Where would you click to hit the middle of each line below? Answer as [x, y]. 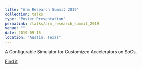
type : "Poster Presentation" [35, 19]
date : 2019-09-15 [23, 33]
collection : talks [24, 14]
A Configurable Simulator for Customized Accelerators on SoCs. [71, 52]
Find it [12, 61]
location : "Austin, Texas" [33, 38]
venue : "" [15, 28]
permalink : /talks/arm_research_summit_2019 [52, 24]
